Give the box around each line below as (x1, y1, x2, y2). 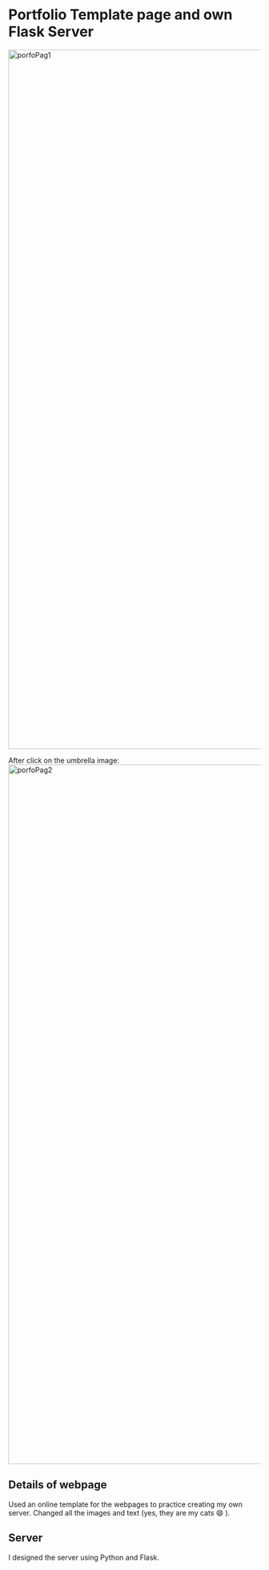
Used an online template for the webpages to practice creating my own (8, 1500, 243, 1509)
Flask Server (8, 22, 94, 41)
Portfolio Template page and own (8, 6, 233, 24)
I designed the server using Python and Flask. (8, 1552, 160, 1562)
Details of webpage (8, 1478, 107, 1491)
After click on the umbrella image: (8, 755, 120, 765)
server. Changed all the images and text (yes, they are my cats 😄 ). (8, 1508, 231, 1517)
